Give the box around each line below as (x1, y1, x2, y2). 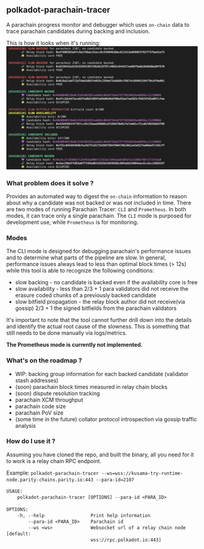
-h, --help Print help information (17, 512, 151, 519)
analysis (15, 422, 36, 429)
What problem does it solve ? (6, 179, 94, 187)
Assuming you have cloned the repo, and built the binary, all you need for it (6, 450, 194, 458)
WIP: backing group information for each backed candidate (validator (15, 370, 189, 377)
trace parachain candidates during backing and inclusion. (6, 27, 151, 35)
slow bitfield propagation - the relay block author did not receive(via (15, 298, 185, 306)
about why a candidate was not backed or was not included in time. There (6, 199, 192, 206)
